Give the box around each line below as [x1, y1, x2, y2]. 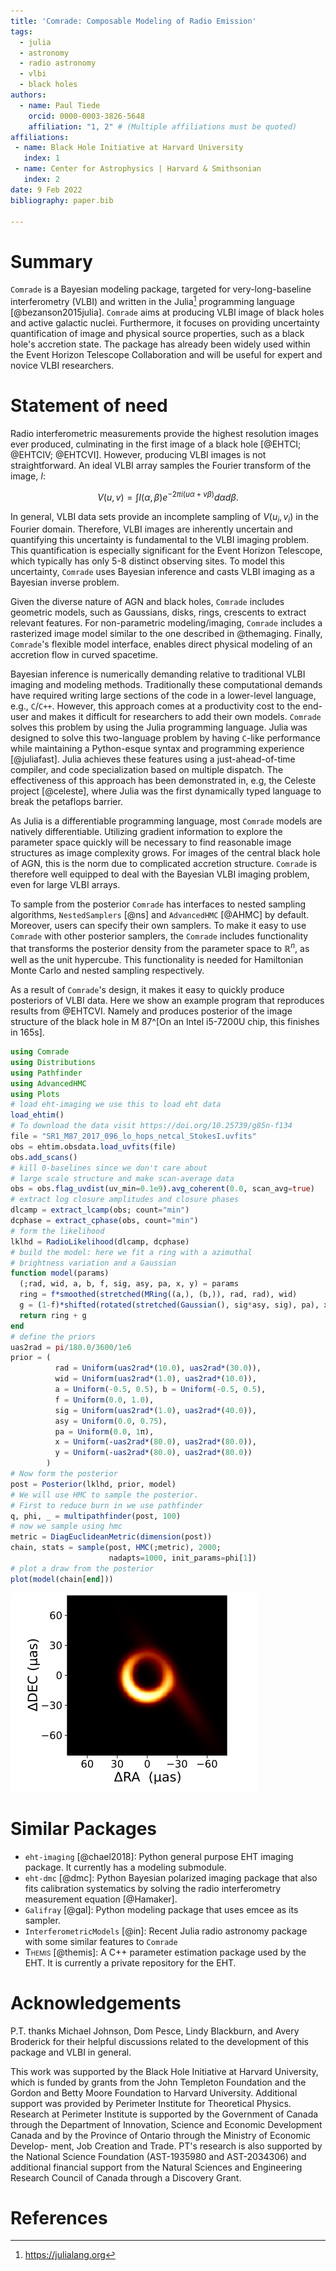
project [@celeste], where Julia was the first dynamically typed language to [10, 785, 322, 797]
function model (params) [10, 1268, 110, 1279]
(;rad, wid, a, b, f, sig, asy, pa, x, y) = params [19, 1279, 240, 1289]
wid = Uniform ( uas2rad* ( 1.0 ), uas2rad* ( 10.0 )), [54, 1374, 257, 1384]
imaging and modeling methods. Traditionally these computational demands [10, 679, 323, 691]
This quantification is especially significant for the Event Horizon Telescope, [10, 545, 323, 557]
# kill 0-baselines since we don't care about [10, 1163, 208, 1173]
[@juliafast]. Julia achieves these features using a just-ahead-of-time [10, 753, 296, 765]
